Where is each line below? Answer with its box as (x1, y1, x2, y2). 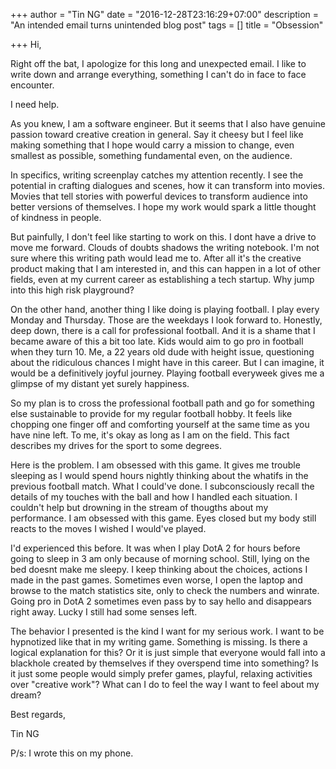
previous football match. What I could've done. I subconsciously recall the (10, 480, 315, 492)
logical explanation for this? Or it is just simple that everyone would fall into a (10, 647, 326, 658)
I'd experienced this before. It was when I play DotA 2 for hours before (10, 542, 301, 554)
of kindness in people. (10, 212, 102, 223)
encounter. (10, 79, 55, 91)
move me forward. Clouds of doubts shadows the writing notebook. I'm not (10, 242, 320, 253)
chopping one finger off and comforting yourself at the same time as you (10, 419, 310, 430)
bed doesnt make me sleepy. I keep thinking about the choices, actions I (10, 564, 308, 575)
